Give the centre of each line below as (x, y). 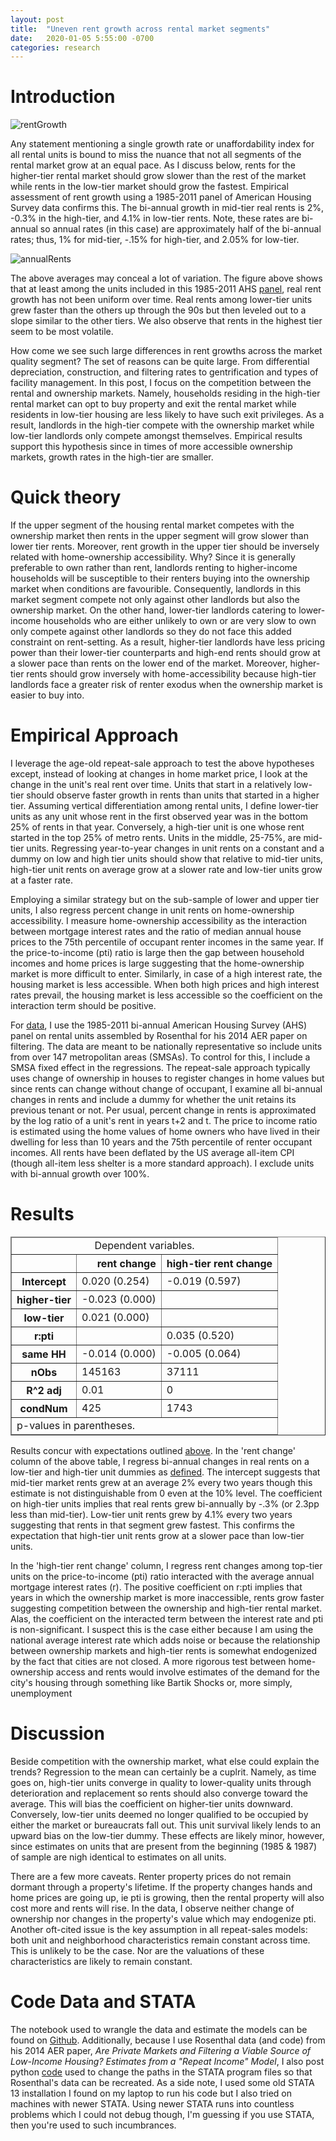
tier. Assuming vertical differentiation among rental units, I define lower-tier (164, 806)
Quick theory (66, 497)
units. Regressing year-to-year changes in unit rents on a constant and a (175, 848)
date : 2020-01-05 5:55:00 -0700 (82, 38)
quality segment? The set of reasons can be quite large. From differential (160, 362)
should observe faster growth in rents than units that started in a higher (173, 795)
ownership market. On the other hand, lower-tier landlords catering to (153, 610)
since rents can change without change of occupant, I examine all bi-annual (166, 1089)
